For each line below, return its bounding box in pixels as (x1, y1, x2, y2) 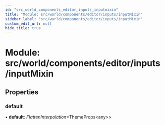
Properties (5, 88, 39, 96)
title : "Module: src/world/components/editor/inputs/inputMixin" (5, 12, 143, 17)
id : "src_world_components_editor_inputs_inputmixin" (5, 7, 119, 12)
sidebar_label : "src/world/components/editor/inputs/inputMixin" (5, 16, 143, 21)
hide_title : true (5, 26, 41, 31)
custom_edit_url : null (5, 21, 52, 26)
